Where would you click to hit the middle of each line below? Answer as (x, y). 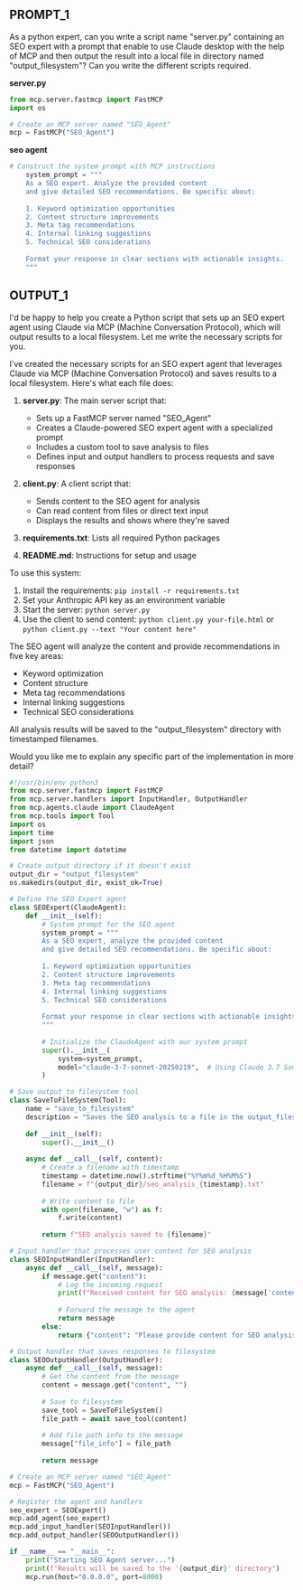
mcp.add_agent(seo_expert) (60, 1519)
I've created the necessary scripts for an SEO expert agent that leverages (146, 363)
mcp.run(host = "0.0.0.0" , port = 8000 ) (95, 1576)
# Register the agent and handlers (76, 1501)
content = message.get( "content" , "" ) (115, 1385)
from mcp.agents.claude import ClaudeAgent (92, 808)
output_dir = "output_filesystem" (74, 875)
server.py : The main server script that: (94, 400)
